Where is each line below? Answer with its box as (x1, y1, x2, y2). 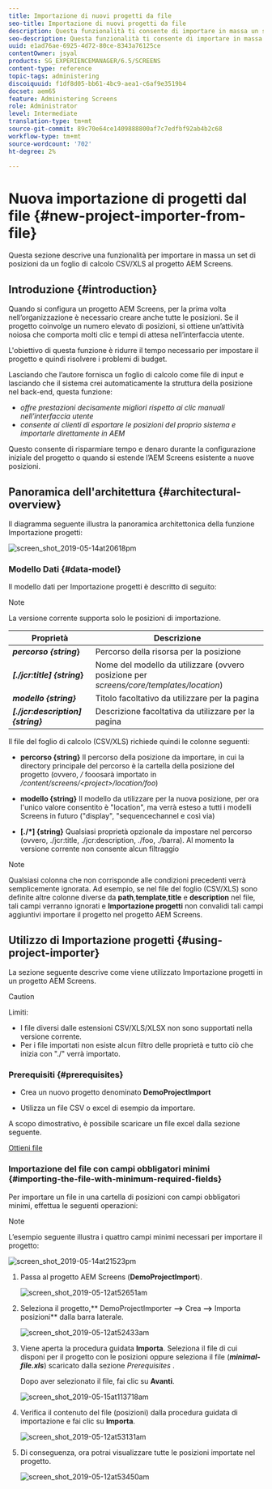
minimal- (229, 1351, 261, 1361)
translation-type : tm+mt (8, 117, 92, 126)
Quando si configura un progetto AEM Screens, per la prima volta (8, 304, 227, 314)
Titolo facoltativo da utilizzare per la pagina (95, 693, 259, 704)
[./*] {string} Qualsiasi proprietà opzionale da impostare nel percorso (19, 827, 253, 836)
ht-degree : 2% (8, 147, 57, 155)
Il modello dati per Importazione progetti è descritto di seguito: (8, 582, 217, 592)
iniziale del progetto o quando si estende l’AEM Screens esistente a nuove (8, 453, 255, 462)
